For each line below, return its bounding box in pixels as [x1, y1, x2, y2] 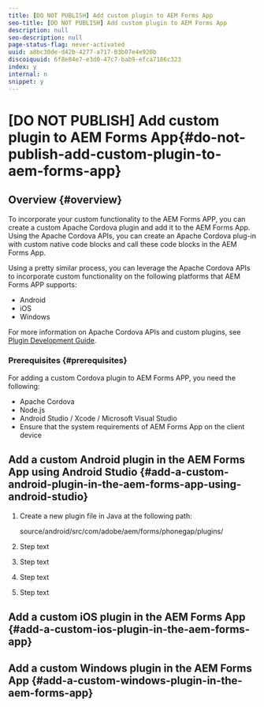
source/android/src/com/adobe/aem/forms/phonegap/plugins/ [19, 526, 224, 536]
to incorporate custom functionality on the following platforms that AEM [8, 271, 240, 281]
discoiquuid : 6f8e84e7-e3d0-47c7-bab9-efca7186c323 [8, 56, 181, 64]
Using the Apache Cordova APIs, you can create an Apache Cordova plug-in [8, 230, 256, 241]
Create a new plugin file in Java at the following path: [19, 511, 193, 521]
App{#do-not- [150, 128, 246, 146]
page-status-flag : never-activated [8, 41, 125, 49]
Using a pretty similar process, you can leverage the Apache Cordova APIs [8, 263, 251, 272]
